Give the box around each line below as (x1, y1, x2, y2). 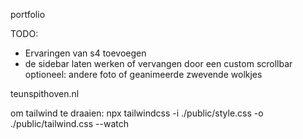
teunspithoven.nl (10, 88, 80, 99)
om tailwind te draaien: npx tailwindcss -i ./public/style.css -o (10, 107, 264, 119)
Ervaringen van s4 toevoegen (24, 47, 147, 59)
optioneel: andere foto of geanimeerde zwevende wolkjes (24, 69, 263, 80)
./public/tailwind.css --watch (10, 118, 129, 129)
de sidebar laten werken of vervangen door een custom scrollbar (24, 58, 293, 69)
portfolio (10, 9, 46, 20)
